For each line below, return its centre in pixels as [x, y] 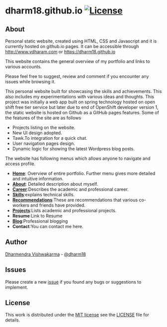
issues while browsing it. [30, 82]
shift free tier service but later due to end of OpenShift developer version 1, [82, 107]
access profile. [20, 164]
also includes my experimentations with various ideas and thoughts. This [80, 97]
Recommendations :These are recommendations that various [75, 200]
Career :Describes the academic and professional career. [71, 189]
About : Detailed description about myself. [55, 184]
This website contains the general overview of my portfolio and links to [78, 61]
